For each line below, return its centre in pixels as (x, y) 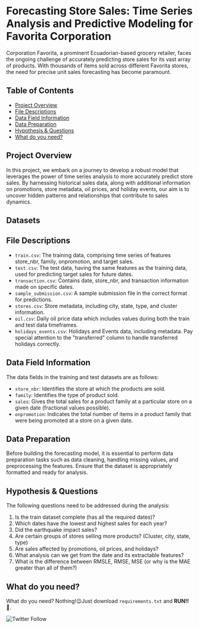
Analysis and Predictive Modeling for (100, 24)
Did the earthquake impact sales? (56, 530)
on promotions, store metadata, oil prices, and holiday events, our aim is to (98, 189)
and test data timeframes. (46, 325)
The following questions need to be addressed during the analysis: (88, 506)
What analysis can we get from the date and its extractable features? (99, 555)
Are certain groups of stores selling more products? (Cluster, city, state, (102, 536)
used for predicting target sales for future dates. (74, 274)
